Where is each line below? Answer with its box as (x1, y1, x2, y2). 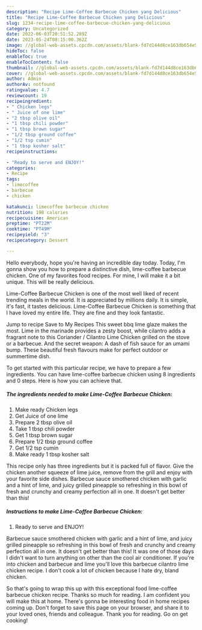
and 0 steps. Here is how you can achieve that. (6, 377, 123, 384)
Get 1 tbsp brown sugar (14, 431, 73, 439)
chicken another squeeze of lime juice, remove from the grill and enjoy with (6, 468, 193, 476)
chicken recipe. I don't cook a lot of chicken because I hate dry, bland (6, 566, 179, 574)
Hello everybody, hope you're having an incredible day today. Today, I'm (6, 259, 185, 266)
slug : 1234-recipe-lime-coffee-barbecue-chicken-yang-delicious (6, 20, 171, 26)
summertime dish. (6, 352, 51, 359)
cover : (6, 70, 23, 76)
